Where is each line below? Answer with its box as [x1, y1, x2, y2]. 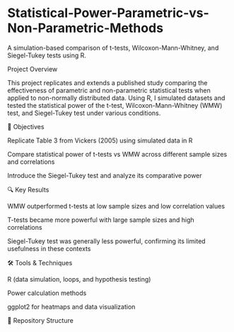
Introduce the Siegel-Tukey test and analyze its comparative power [7, 171, 203, 179]
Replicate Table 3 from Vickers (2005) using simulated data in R [7, 136, 193, 145]
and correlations [7, 157, 55, 166]
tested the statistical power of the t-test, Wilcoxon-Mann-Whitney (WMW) [7, 101, 223, 109]
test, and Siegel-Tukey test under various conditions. [7, 109, 161, 117]
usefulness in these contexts [7, 244, 91, 253]
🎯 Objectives [7, 122, 45, 131]
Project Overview [7, 65, 58, 73]
